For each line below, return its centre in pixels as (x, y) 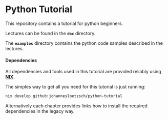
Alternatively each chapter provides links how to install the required (76, 106)
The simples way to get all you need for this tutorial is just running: (76, 87)
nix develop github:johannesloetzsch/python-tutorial (64, 96)
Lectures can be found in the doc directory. (50, 33)
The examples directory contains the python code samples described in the (84, 43)
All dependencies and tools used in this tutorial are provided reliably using (83, 72)
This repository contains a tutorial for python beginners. (64, 23)
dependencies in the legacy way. (40, 111)
